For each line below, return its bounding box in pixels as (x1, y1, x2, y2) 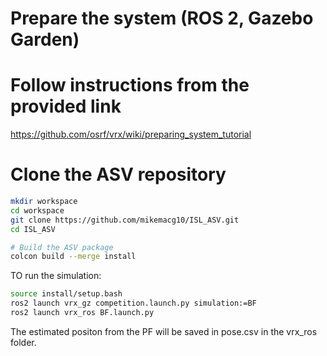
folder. (10, 336, 37, 348)
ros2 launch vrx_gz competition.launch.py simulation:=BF (10, 298, 257, 309)
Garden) (10, 28, 80, 51)
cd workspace (10, 205, 65, 216)
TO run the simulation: (10, 270, 102, 282)
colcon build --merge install (10, 252, 137, 262)
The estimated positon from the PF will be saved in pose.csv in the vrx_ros (10, 325, 318, 337)
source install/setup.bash (10, 289, 123, 299)
